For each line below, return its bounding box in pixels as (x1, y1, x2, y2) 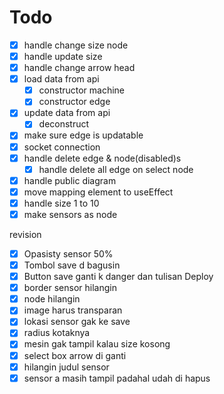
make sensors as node (23, 208, 118, 220)
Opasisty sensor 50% (23, 247, 114, 260)
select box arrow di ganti (23, 349, 127, 361)
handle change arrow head (23, 62, 136, 74)
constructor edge (38, 96, 111, 108)
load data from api (23, 73, 100, 85)
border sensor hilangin (23, 282, 117, 294)
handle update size (23, 51, 103, 62)
